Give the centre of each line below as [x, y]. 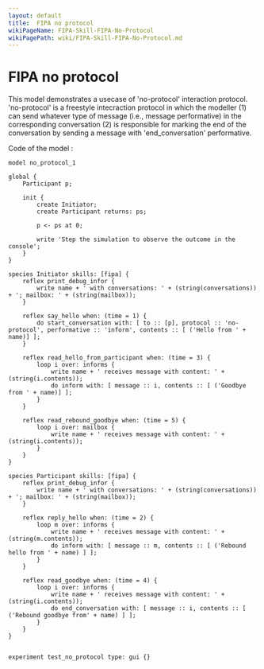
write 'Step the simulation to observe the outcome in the [136, 239]
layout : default [35, 16]
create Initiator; [67, 205]
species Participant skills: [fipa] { [72, 476]
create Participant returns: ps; [92, 212]
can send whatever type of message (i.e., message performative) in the [125, 116]
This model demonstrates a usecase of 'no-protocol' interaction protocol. [128, 99]
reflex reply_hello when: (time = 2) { [88, 518]
